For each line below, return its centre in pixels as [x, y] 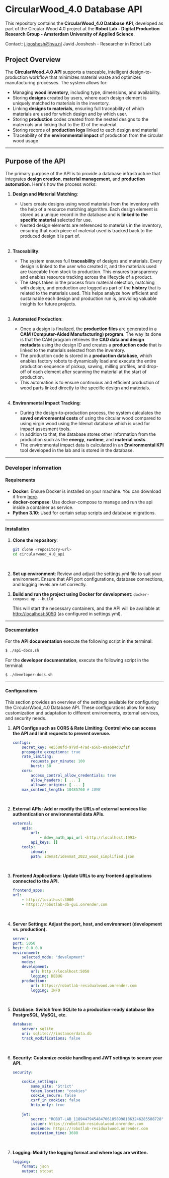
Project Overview [33, 60]
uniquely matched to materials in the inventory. [61, 103]
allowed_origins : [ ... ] [58, 785]
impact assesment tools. [45, 429]
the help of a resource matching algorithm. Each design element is [89, 209]
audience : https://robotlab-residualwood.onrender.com [90, 1129]
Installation [17, 529]
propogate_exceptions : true [51, 752]
